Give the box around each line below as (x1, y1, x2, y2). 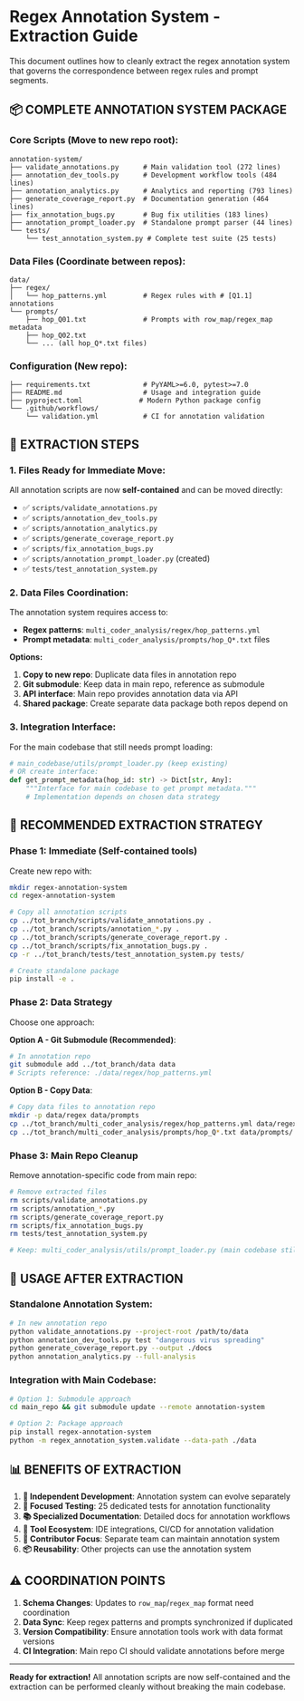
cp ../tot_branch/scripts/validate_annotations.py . (9, 916, 213, 925)
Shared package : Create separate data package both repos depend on (22, 698, 289, 709)
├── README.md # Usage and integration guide (9, 388, 261, 398)
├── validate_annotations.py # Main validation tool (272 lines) (9, 162, 281, 171)
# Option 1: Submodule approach (9, 1394, 131, 1404)
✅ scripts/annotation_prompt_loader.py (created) (22, 553, 211, 564)
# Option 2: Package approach (9, 1419, 124, 1428)
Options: (9, 652, 43, 662)
